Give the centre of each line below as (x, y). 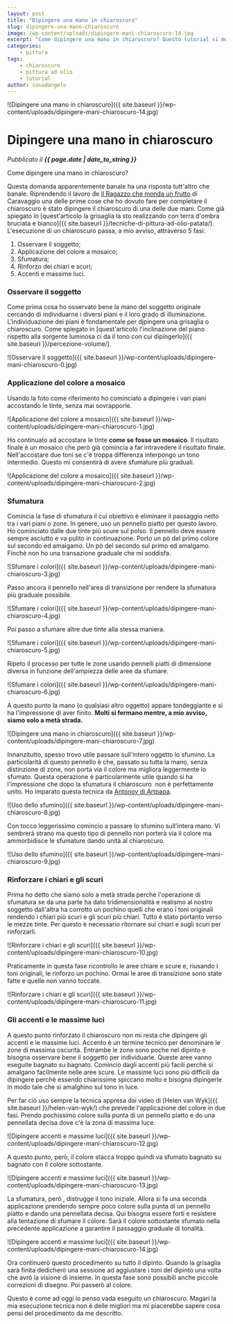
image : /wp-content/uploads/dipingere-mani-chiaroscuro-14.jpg (101, 33)
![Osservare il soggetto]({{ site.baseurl (62, 357)
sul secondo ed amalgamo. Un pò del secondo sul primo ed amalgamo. (109, 546)
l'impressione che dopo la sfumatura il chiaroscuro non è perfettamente (110, 785)
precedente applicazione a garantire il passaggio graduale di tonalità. (106, 1228)
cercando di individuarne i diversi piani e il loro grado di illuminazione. (107, 315)
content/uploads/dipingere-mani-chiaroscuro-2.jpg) (81, 483)
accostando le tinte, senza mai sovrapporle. (70, 405)
